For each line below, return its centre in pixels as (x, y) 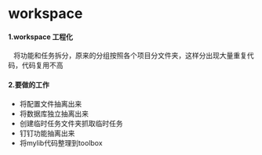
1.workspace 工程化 (40, 37)
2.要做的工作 (29, 85)
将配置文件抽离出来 (51, 103)
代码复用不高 (42, 65)
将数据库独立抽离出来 (54, 114)
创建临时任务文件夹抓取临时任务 (71, 123)
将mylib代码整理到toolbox (61, 142)
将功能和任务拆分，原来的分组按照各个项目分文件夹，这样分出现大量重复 (130, 56)
